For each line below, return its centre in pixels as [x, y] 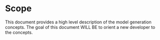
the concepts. [19, 32]
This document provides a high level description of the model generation [78, 22]
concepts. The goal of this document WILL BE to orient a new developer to [80, 27]
